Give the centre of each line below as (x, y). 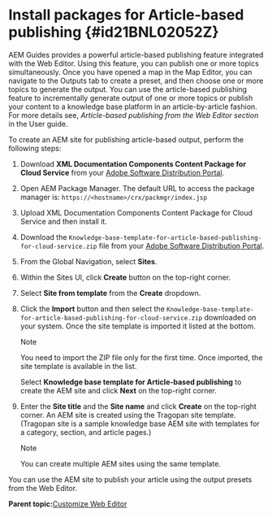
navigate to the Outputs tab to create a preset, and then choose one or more (136, 80)
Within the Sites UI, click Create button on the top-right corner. (125, 277)
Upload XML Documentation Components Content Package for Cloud (136, 212)
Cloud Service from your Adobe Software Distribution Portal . (122, 172)
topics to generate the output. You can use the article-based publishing (128, 89)
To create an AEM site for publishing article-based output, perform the (126, 139)
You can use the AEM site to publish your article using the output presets (130, 479)
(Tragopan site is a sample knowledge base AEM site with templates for (140, 424)
